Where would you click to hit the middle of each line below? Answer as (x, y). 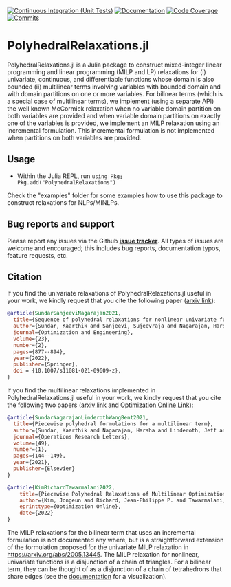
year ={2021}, (32, 463)
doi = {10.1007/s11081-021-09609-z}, (67, 371)
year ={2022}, (32, 358)
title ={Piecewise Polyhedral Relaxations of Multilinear (103, 494)
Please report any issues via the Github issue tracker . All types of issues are (115, 241)
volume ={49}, (32, 443)
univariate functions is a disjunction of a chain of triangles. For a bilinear (109, 562)
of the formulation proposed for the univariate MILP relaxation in (98, 547)
